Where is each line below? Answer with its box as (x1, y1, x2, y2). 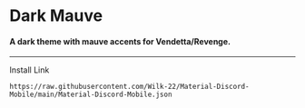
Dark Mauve (9, 5, 103, 26)
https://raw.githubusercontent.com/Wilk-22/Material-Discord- (9, 83, 250, 92)
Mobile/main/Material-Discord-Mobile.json (9, 90, 172, 100)
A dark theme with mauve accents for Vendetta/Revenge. (9, 35, 231, 46)
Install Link (9, 64, 50, 75)
